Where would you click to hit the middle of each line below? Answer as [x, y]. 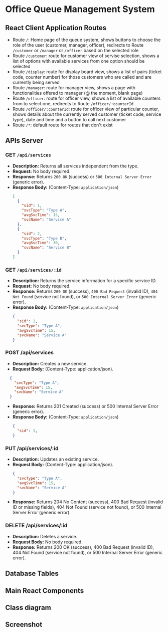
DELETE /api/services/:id [36, 526]
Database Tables [32, 574]
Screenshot [24, 625]
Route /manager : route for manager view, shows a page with [74, 88]
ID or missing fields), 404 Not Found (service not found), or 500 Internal [87, 507]
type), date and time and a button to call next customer [69, 120]
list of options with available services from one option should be [78, 61]
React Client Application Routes [56, 28]
